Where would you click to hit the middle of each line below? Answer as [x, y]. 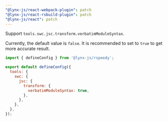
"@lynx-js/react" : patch [31, 19]
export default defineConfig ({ [38, 67]
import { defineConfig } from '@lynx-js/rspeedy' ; [60, 58]
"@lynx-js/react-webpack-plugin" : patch [49, 10]
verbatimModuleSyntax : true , [58, 90]
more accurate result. [28, 49]
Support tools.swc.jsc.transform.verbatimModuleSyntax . [65, 34]
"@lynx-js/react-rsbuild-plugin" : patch [49, 15]
